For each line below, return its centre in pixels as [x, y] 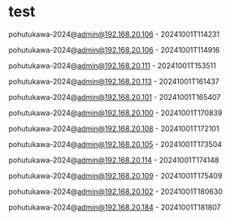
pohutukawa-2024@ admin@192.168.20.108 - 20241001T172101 [114, 128]
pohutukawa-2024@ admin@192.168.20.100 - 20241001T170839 [115, 113]
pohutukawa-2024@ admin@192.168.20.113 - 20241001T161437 [114, 81]
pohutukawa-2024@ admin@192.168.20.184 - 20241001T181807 [115, 207]
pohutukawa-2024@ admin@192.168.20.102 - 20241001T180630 [115, 191]
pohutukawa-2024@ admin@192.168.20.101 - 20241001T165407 [115, 97]
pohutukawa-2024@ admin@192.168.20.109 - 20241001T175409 [115, 175]
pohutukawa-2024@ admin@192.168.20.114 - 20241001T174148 [114, 160]
